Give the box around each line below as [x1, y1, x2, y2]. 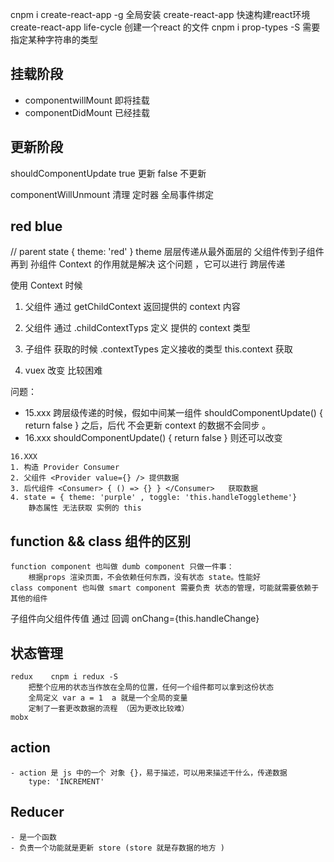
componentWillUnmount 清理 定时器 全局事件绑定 [10, 188, 215, 200]
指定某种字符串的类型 [10, 34, 98, 45]
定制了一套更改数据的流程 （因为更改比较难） [28, 704, 190, 714]
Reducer [10, 804, 65, 821]
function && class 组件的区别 [10, 533, 192, 550]
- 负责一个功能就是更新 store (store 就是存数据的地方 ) [10, 843, 225, 853]
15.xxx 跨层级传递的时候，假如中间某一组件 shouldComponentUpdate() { [24, 407, 323, 419]
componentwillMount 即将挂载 [24, 94, 150, 106]
